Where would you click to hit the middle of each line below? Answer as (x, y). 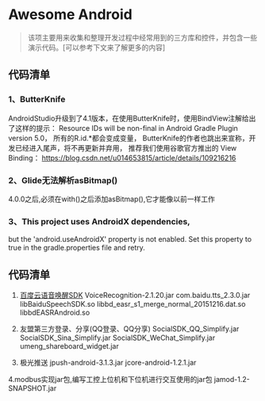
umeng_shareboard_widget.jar (69, 346)
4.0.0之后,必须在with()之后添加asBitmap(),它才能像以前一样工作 (112, 199)
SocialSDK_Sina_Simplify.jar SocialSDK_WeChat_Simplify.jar (117, 338)
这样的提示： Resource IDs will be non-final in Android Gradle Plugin (126, 128)
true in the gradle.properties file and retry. (77, 248)
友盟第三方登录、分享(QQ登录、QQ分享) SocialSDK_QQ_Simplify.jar (129, 329)
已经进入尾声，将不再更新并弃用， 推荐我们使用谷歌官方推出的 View (126, 147)
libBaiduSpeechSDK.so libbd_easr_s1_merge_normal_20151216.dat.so (132, 304)
